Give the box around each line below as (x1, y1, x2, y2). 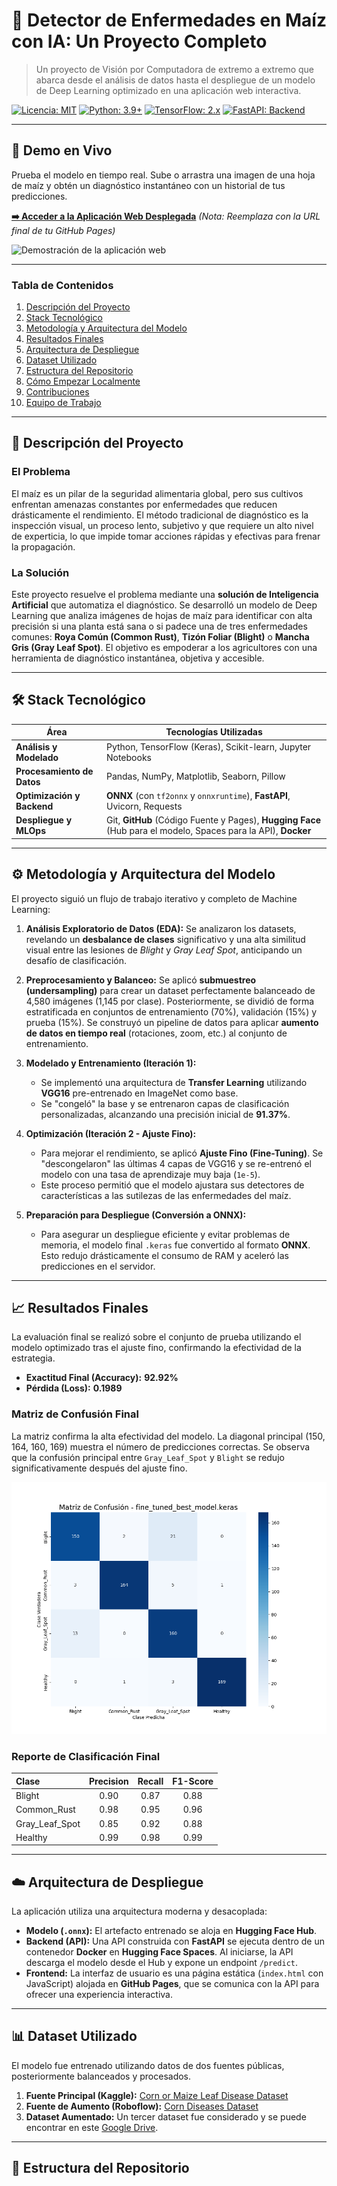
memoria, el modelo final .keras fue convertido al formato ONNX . (40, 1239, 311, 1251)
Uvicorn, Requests (105, 800, 183, 813)
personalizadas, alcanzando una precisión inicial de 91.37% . (40, 1108, 291, 1120)
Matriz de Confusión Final (11, 1407, 139, 1421)
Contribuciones (25, 386, 90, 398)
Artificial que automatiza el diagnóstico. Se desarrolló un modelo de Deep (11, 599, 318, 611)
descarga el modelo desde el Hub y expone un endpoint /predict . (25, 1957, 299, 1969)
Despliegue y (15, 814, 73, 826)
